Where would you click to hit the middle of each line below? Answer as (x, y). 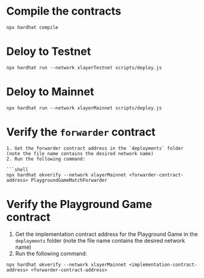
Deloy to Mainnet (50, 92)
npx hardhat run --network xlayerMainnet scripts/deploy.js (84, 108)
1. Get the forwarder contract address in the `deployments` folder (95, 148)
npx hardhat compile (33, 27)
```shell (17, 169)
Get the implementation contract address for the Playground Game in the (106, 234)
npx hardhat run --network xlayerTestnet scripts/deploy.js (84, 68)
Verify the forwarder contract (81, 132)
